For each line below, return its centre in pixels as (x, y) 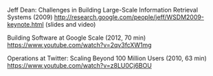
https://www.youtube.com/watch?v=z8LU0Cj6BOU (80, 65)
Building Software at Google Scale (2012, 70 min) (77, 38)
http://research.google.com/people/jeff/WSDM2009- (129, 17)
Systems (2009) (30, 17)
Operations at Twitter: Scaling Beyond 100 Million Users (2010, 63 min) (107, 58)
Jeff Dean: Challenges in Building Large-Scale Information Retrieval (102, 10)
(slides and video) (70, 24)
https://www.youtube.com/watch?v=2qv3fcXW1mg (80, 45)
